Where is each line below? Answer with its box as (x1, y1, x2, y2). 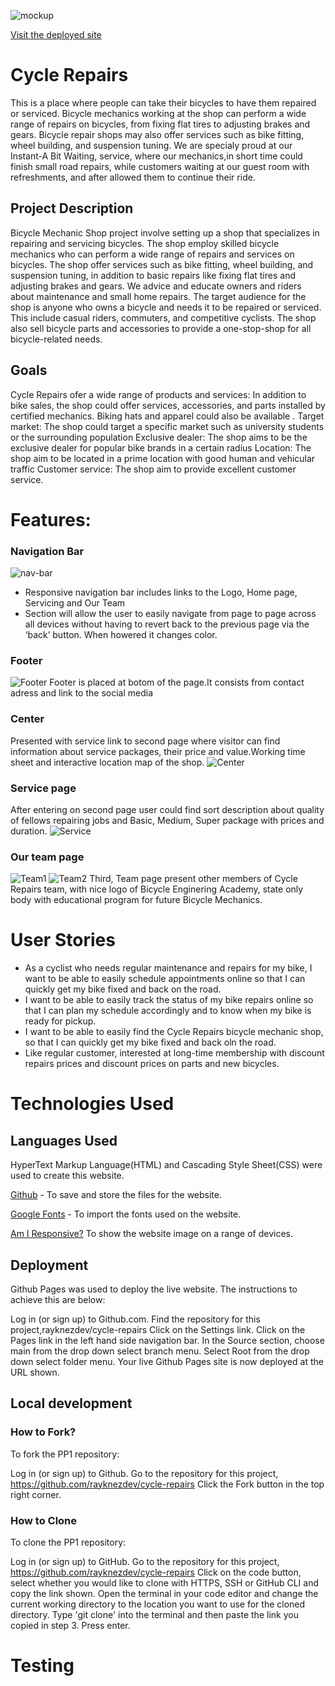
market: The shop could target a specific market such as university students (10, 420, 325, 432)
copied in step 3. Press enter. (10, 1619, 131, 1631)
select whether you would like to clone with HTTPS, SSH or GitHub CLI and (10, 1576, 319, 1589)
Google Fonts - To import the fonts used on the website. (10, 1208, 242, 1220)
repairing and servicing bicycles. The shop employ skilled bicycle (10, 237, 280, 249)
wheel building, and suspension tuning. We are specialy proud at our (10, 139, 293, 151)
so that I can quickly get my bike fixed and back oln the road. (24, 1036, 277, 1049)
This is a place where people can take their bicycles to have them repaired (10, 96, 317, 109)
